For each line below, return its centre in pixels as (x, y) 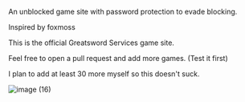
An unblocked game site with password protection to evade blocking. (123, 12)
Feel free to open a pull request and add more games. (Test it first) (118, 58)
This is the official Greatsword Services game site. (92, 43)
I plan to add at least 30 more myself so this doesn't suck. (104, 74)
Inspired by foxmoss (42, 27)
